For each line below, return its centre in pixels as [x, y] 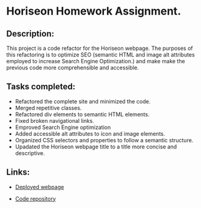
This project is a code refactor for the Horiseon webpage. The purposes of [100, 48]
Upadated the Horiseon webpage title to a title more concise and [96, 147]
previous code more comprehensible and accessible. [73, 68]
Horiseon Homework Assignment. [94, 11]
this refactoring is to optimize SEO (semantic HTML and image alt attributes [101, 55]
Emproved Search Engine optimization [63, 127]
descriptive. [30, 153]
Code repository [36, 198]
